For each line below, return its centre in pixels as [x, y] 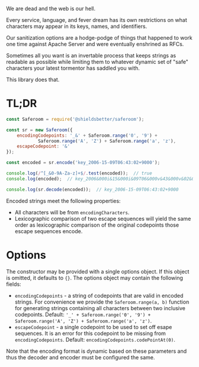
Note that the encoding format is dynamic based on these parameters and [97, 351]
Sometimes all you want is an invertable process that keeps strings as [91, 55]
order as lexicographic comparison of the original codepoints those [97, 225]
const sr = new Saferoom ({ [39, 130]
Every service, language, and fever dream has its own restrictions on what [97, 20]
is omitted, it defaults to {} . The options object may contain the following [95, 278]
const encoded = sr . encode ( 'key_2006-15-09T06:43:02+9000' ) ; [83, 163]
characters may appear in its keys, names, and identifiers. [77, 26]
